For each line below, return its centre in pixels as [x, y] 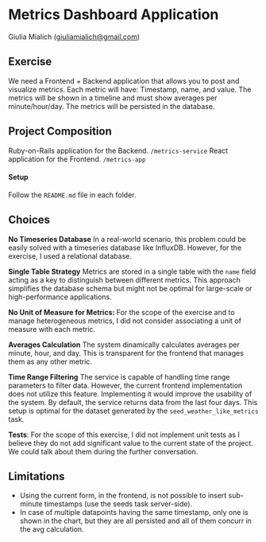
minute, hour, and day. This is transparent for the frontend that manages [126, 353]
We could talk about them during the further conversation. [103, 451]
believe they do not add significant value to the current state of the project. [131, 443]
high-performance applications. [60, 297]
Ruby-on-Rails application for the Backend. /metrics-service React [118, 150]
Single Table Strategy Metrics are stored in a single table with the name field [132, 271]
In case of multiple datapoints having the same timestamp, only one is [134, 513]
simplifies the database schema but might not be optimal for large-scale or [130, 288]
